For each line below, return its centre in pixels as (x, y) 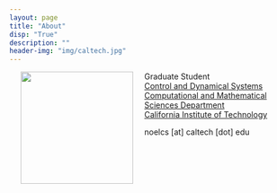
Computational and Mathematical (206, 96)
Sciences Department (184, 105)
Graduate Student (177, 76)
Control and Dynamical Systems (204, 86)
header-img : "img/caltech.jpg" (68, 51)
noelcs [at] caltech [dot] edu (197, 132)
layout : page (34, 18)
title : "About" (38, 26)
